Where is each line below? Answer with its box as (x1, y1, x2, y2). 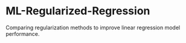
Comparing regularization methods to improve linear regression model (5, 24, 181, 31)
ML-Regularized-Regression (5, 4, 150, 18)
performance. (5, 30, 40, 37)
